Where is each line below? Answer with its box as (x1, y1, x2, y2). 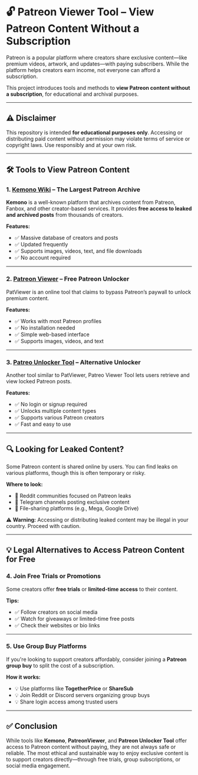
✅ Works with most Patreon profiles (14, 317, 102, 324)
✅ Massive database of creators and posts (14, 235, 118, 242)
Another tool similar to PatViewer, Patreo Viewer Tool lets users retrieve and (6, 372, 190, 379)
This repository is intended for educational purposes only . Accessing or (6, 129, 183, 136)
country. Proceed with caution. (6, 522, 81, 529)
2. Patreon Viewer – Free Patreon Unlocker (6, 275, 130, 283)
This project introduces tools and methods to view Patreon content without (6, 84, 190, 91)
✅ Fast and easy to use (14, 421, 71, 428)
